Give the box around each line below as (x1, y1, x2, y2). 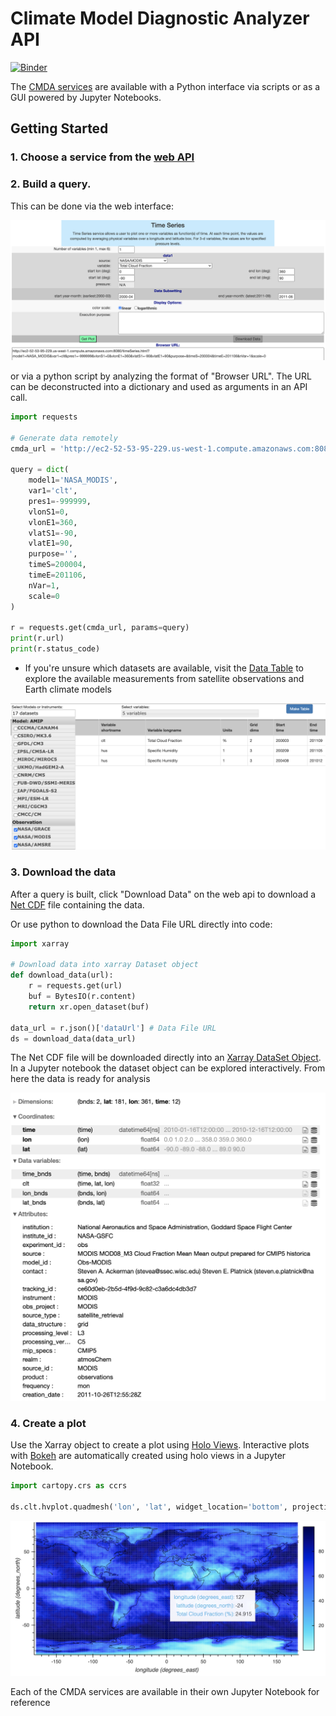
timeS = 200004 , (28, 560, 87, 570)
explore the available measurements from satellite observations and (24, 673, 305, 685)
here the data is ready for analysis (10, 1073, 151, 1085)
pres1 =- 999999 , (28, 496, 92, 506)
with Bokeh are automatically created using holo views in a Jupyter (10, 1450, 287, 1462)
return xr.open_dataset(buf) (28, 1002, 150, 1012)
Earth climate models (24, 683, 112, 696)
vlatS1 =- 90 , (28, 528, 78, 538)
